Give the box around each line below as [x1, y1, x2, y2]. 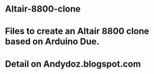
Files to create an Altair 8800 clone [5, 26, 149, 37]
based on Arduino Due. [5, 36, 100, 47]
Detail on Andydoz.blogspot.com [5, 58, 141, 69]
